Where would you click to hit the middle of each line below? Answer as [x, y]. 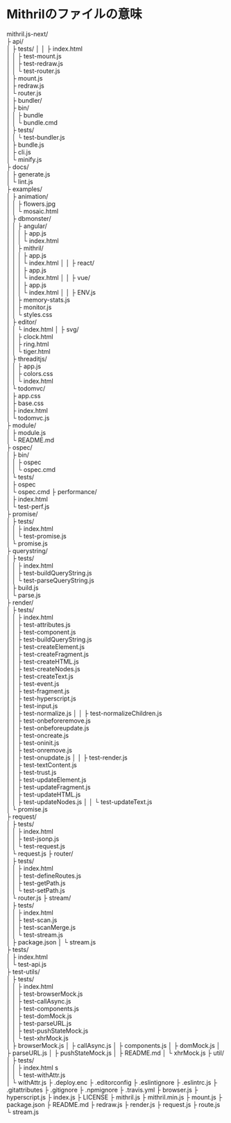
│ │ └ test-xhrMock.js [37, 1038]
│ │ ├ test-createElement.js [45, 646]
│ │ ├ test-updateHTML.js [44, 794]
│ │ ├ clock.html [30, 336]
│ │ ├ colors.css [30, 373]
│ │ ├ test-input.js [32, 705]
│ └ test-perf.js [28, 506]
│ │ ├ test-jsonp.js [33, 839]
